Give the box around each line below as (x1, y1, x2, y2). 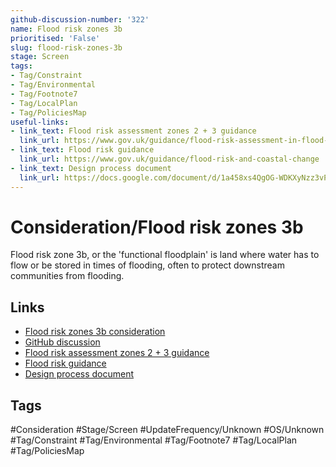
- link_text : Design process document (10, 163, 172, 173)
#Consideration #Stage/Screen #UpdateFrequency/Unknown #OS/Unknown (10, 424, 325, 436)
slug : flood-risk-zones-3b (10, 42, 123, 53)
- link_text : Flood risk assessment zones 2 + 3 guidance (10, 126, 257, 136)
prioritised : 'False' (10, 33, 101, 43)
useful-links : (10, 117, 70, 127)
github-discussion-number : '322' (10, 14, 150, 25)
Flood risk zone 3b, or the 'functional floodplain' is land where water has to (10, 249, 320, 261)
